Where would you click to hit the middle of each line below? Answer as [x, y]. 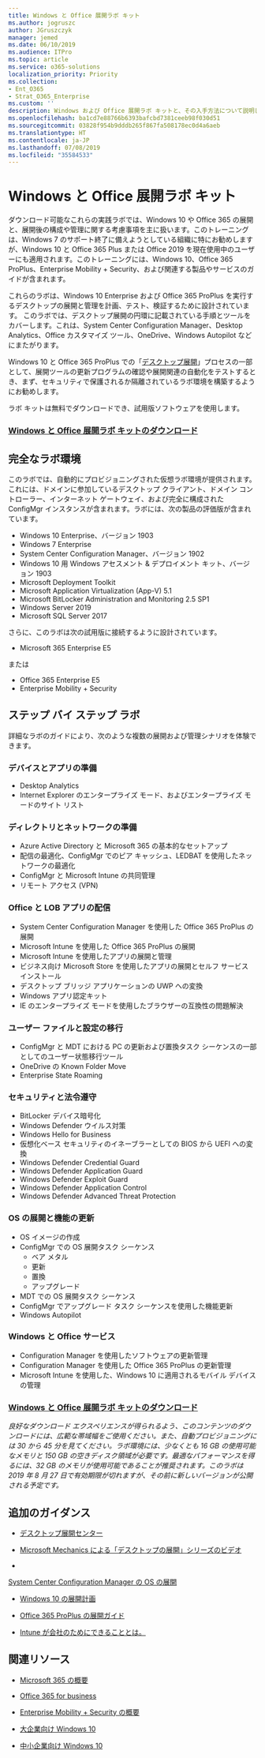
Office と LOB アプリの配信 [60, 908]
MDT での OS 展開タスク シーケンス [77, 1296]
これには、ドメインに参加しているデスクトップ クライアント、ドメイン [123, 489]
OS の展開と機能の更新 [51, 1218]
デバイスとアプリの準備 [52, 768]
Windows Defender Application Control [83, 1188]
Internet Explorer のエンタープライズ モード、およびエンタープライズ [131, 795]
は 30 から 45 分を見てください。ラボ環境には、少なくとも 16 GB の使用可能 [132, 1446]
